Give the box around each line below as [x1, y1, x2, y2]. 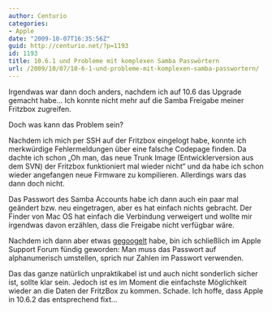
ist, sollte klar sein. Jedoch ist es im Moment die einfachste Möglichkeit [8, 277, 248, 287]
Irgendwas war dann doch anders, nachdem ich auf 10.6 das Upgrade [8, 87, 242, 96]
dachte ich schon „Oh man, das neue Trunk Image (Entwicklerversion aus [8, 152, 254, 162]
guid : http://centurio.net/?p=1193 [8, 42, 129, 50]
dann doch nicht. [8, 178, 65, 188]
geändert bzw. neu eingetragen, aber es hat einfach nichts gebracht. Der [8, 203, 253, 212]
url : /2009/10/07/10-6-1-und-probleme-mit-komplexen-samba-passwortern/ [8, 65, 260, 73]
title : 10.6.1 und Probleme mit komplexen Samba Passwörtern [8, 58, 220, 66]
